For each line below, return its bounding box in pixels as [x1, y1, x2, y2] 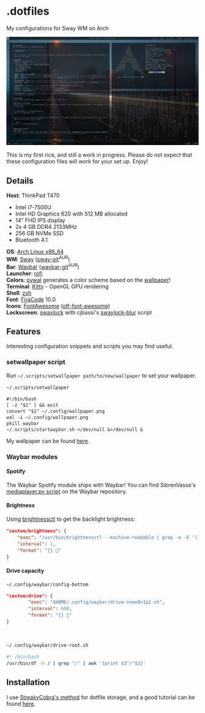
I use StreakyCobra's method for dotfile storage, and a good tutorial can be [6, 693, 195, 701]
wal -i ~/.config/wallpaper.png [6, 414, 88, 420]
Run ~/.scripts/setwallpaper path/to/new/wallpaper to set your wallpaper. [6, 371, 196, 379]
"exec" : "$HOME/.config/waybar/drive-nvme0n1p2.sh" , [28, 599, 165, 605]
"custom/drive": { [6, 592, 53, 599]
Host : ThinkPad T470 [6, 192, 60, 200]
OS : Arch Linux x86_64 [6, 248, 64, 255]
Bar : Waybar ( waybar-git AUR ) [6, 262, 80, 271]
